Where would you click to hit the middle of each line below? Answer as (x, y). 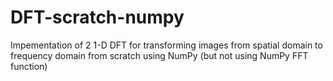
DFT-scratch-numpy (97, 17)
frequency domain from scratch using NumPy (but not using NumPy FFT (159, 55)
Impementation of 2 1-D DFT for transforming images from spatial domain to (166, 45)
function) (29, 66)
